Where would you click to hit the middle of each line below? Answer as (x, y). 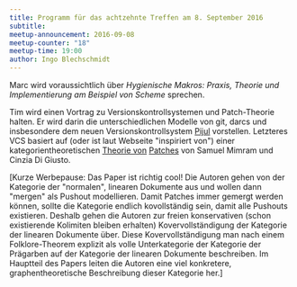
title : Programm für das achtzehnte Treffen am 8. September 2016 (136, 18)
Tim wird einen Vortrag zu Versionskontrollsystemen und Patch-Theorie (142, 112)
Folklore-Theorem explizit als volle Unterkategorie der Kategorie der (135, 244)
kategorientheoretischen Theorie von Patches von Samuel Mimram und (141, 150)
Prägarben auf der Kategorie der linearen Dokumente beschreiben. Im (139, 254)
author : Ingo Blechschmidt (60, 59)
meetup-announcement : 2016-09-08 (72, 34)
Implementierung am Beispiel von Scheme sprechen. (107, 94)
